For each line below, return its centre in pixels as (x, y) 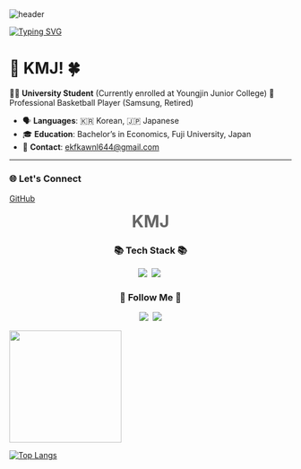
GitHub (22, 198)
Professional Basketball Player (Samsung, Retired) (102, 103)
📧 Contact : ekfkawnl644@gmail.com (90, 147)
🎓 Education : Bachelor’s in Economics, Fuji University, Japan (137, 135)
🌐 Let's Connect (46, 178)
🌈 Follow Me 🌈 (150, 297)
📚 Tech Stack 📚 (150, 250)
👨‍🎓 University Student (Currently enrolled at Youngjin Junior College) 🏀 (142, 93)
